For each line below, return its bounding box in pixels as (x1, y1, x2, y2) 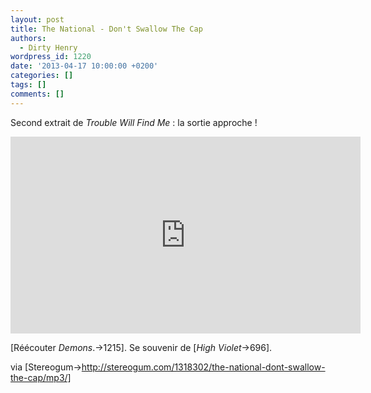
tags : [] (10, 80, 47, 90)
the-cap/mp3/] (10, 371, 72, 383)
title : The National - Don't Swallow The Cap (10, 24, 203, 34)
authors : (10, 33, 47, 43)
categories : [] (10, 71, 74, 81)
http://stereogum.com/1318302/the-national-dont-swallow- (81, 361, 326, 373)
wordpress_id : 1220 (10, 52, 92, 62)
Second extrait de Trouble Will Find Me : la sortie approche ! (10, 116, 258, 128)
